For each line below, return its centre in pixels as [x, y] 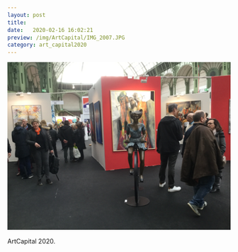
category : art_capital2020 [47, 45]
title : [17, 22]
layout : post [27, 15]
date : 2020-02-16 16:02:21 [50, 30]
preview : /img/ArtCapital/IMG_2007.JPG [66, 38]
